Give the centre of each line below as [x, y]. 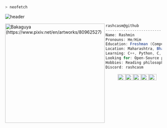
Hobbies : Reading [124, 63]
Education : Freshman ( [129, 44]
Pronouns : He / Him [124, 40]
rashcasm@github [122, 26]
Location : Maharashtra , [130, 49]
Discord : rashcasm [125, 67]
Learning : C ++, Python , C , [133, 54]
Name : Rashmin [120, 35]
